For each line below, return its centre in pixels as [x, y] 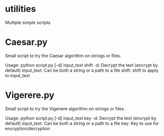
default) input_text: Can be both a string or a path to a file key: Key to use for [82, 123]
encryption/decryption [28, 128]
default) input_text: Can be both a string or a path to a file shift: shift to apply [82, 70]
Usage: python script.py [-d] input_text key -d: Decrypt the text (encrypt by [81, 118]
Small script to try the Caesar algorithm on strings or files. [63, 56]
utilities [20, 9]
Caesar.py [26, 42]
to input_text [18, 75]
